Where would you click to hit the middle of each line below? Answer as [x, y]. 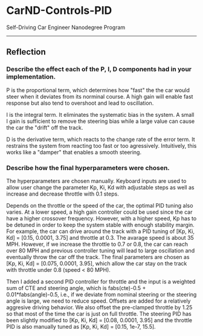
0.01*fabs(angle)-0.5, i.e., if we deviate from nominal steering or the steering [101, 294]
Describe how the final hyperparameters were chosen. [88, 168]
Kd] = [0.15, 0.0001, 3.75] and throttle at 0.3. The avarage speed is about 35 [100, 237]
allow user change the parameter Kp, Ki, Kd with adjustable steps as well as [100, 187]
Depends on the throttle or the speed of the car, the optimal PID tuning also [100, 205]
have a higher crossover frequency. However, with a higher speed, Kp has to [101, 218]
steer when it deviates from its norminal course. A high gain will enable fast [100, 96]
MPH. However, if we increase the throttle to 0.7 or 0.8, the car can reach [97, 244]
